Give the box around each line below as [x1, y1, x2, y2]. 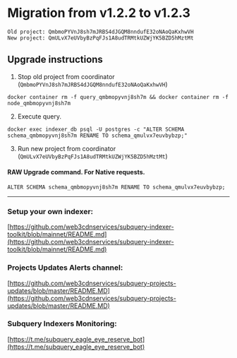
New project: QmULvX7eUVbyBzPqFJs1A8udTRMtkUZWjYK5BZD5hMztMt [7, 34, 194, 42]
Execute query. [17, 112, 62, 121]
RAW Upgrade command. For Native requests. [7, 168, 146, 177]
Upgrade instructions [7, 54, 104, 66]
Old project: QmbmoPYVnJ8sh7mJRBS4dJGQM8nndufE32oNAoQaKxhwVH [7, 28, 194, 35]
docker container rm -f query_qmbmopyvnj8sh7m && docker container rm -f [7, 93, 229, 100]
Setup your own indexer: [7, 206, 94, 216]
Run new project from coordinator [17, 144, 116, 153]
